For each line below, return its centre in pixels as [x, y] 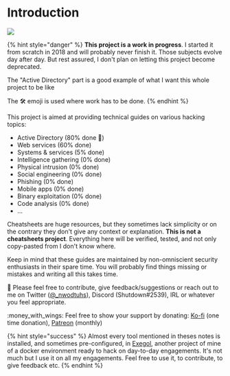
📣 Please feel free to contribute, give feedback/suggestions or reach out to [113, 287]
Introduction [43, 13]
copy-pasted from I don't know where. [61, 246]
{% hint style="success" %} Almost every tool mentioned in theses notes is [114, 336]
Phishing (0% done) [45, 181]
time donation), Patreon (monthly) [55, 322]
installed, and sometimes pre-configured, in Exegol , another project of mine [114, 343]
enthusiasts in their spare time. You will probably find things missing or [107, 267]
